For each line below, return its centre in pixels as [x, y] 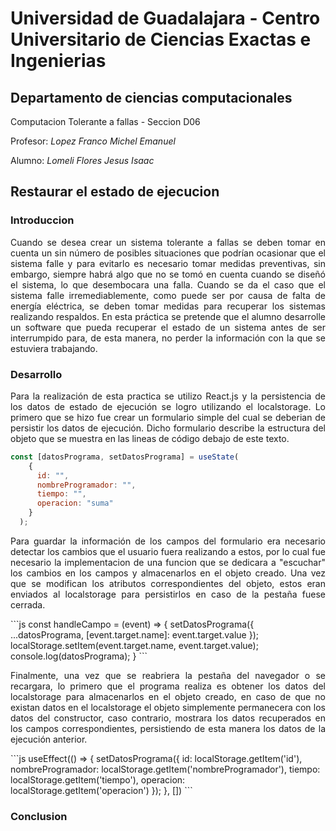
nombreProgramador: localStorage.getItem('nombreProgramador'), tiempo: [165, 769]
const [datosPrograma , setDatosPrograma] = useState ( [125, 457]
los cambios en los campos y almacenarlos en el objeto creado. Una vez [168, 573]
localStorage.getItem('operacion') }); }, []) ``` [101, 790]
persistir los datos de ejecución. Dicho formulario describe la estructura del [168, 428]
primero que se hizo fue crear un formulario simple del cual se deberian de [168, 417]
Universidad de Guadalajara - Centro [165, 18]
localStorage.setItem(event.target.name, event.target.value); [134, 645]
